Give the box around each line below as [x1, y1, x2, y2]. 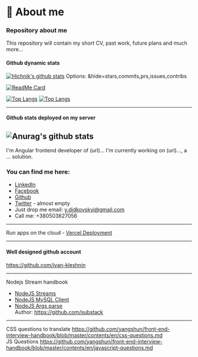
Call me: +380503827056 [14, 212, 78, 219]
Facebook [14, 188, 39, 195]
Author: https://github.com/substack [14, 308, 103, 315]
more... [6, 46, 24, 53]
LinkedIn [14, 181, 36, 188]
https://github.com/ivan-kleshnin [6, 261, 86, 268]
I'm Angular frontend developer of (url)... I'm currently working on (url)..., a [6, 147, 187, 154]
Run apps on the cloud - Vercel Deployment [6, 229, 113, 236]
